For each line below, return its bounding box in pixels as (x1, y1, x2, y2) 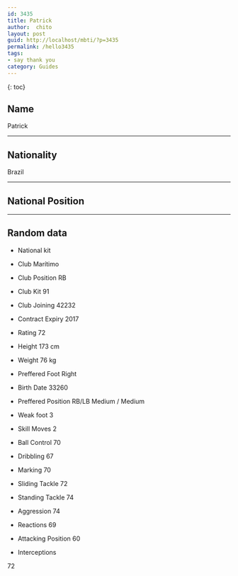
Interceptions (17, 548, 57, 556)
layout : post (7, 30, 46, 38)
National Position (7, 195, 85, 207)
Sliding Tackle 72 (17, 479, 68, 487)
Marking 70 (17, 465, 52, 474)
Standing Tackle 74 (17, 493, 74, 502)
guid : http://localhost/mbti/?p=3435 (7, 37, 119, 44)
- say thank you (7, 57, 55, 64)
